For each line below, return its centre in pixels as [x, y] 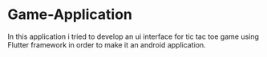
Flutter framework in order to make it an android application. [107, 44]
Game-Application [70, 15]
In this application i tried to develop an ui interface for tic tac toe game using [133, 36]
